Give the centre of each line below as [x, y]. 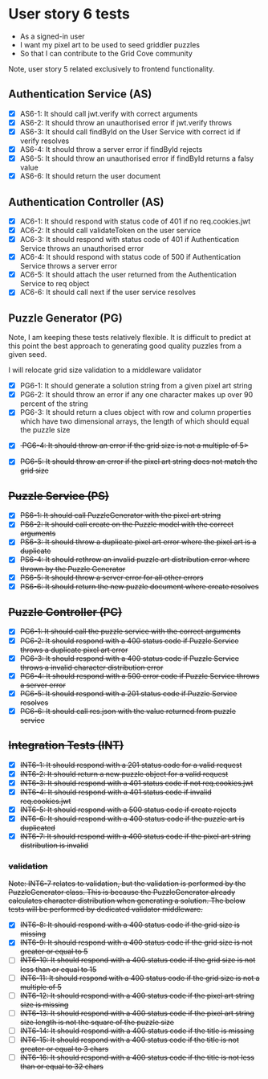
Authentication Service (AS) [80, 94]
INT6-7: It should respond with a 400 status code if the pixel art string [135, 836]
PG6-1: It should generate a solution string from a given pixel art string [136, 386]
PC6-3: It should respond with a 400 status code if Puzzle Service [129, 658]
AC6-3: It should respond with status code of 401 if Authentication [129, 240]
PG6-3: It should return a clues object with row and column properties [136, 412]
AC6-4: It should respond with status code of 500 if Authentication [130, 257]
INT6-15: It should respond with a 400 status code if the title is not [129, 1040]
